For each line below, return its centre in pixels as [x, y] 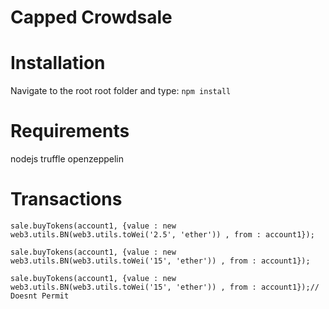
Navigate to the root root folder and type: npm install [121, 91]
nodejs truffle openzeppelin [67, 159]
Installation [58, 63]
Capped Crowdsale [91, 17]
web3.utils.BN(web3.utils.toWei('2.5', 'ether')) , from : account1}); [162, 235]
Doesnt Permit [40, 296]
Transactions [66, 199]
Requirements [70, 131]
